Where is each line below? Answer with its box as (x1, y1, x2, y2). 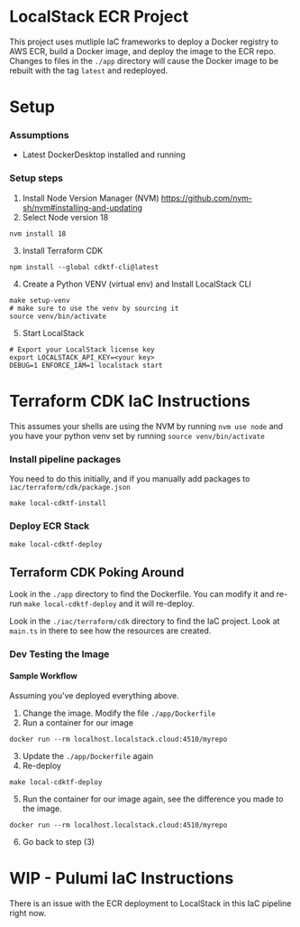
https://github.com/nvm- (160, 192, 253, 203)
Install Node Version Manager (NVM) (22, 192, 159, 203)
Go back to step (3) (22, 837, 95, 847)
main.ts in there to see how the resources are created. (9, 625, 212, 636)
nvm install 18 (9, 229, 67, 239)
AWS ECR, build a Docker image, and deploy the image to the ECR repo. (9, 45, 277, 56)
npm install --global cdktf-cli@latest (9, 262, 159, 272)
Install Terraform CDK (22, 245, 104, 256)
